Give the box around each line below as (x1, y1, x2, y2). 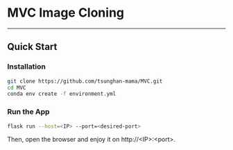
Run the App (7, 107, 50, 117)
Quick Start (7, 41, 58, 53)
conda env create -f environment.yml (7, 90, 116, 98)
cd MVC (7, 84, 26, 91)
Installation (7, 62, 46, 72)
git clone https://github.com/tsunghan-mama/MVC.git (7, 78, 163, 85)
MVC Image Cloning (7, 5, 125, 21)
